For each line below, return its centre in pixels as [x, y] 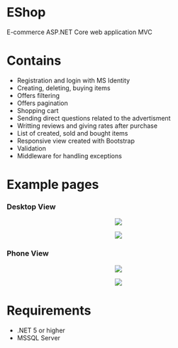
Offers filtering [38, 95]
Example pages [53, 185]
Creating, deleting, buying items [63, 88]
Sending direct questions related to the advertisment [94, 118]
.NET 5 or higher [41, 330]
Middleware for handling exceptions [69, 156]
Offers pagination [42, 103]
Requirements [49, 310]
